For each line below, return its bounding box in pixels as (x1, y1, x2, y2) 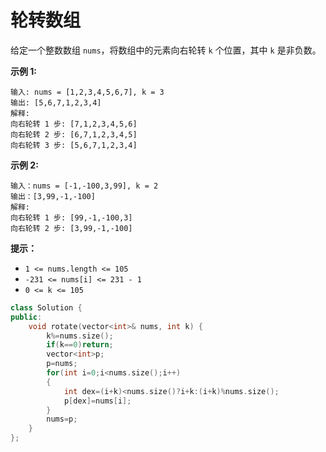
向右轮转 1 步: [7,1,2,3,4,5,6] (10, 119, 138, 129)
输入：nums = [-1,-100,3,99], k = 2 (10, 181, 159, 191)
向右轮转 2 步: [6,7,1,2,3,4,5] (10, 129, 138, 140)
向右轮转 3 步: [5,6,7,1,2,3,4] (10, 140, 138, 150)
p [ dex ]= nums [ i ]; (63, 396, 132, 406)
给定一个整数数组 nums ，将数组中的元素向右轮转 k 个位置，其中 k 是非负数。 (10, 44, 322, 56)
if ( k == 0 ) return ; (46, 340, 114, 350)
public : (10, 312, 43, 322)
